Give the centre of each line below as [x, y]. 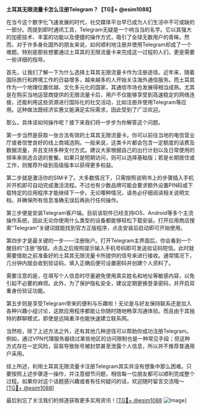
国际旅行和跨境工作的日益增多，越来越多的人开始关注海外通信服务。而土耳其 [100, 80]
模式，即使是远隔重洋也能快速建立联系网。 [79, 318]
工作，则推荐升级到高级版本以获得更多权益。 [61, 165]
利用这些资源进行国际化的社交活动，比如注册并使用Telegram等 [104, 102]
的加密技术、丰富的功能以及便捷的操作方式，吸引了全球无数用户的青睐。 [95, 37]
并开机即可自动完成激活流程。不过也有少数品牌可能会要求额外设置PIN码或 [97, 185]
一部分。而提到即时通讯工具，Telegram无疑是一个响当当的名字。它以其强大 [99, 30]
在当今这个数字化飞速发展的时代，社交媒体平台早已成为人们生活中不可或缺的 [100, 22]
